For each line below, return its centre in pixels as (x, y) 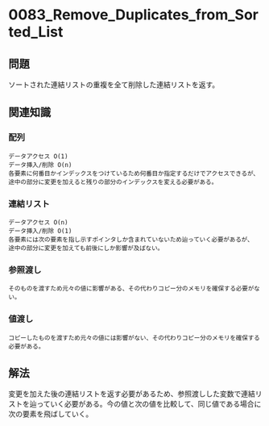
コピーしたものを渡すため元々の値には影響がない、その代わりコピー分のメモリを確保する (134, 338)
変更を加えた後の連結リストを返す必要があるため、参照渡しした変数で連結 (132, 394)
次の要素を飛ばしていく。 (51, 414)
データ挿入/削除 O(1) (40, 231)
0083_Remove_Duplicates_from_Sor (134, 15)
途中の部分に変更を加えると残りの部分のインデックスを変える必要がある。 (113, 182)
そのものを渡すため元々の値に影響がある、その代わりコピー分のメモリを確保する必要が (131, 289)
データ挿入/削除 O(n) (40, 165)
